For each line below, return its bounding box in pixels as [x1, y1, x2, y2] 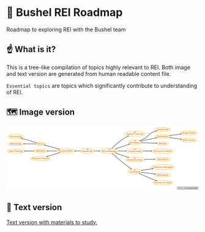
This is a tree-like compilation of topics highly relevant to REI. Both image [6, 64, 191, 71]
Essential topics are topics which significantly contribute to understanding [6, 82, 198, 89]
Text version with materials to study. [6, 219, 98, 226]
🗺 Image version [6, 107, 75, 118]
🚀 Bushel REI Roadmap [6, 6, 123, 20]
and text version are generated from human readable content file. [6, 70, 171, 77]
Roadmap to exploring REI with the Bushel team [6, 26, 126, 33]
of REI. [6, 88, 23, 95]
